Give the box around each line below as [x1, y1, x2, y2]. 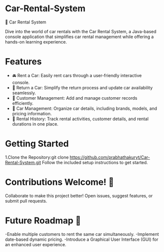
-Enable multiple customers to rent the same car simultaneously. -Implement [5, 231, 159, 237]
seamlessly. [12, 90, 36, 96]
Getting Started [5, 138, 69, 149]
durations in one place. [12, 121, 59, 127]
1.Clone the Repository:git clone [5, 154, 69, 160]
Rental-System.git [5, 159, 41, 165]
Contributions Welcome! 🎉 [5, 177, 114, 188]
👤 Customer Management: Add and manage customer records [12, 95, 138, 101]
